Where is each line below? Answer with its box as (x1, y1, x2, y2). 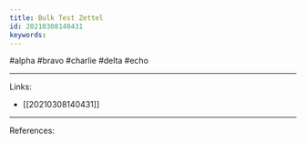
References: (9, 125, 55, 137)
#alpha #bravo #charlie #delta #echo (9, 56, 148, 66)
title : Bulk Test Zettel (9, 13, 104, 23)
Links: (9, 81, 32, 92)
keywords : (9, 30, 47, 39)
